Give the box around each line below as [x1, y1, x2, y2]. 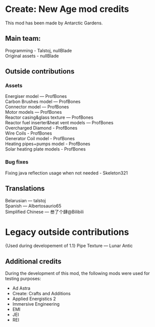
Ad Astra [12, 285, 31, 291]
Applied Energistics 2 [12, 296, 56, 302]
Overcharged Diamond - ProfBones [5, 125, 78, 131]
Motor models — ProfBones [5, 109, 62, 115]
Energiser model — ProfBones [5, 93, 67, 99]
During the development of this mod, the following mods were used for [5, 270, 150, 276]
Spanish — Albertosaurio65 [5, 203, 62, 209]
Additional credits [5, 257, 62, 265]
